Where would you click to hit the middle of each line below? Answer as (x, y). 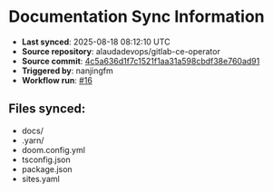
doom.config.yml (53, 150)
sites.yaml (40, 179)
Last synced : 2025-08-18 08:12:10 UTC (96, 42)
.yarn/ (33, 140)
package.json (47, 169)
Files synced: (47, 109)
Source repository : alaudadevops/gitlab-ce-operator (121, 51)
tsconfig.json (46, 159)
